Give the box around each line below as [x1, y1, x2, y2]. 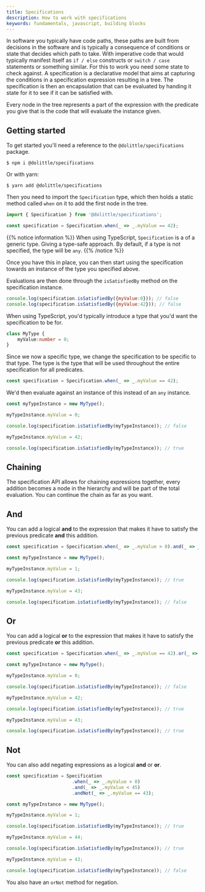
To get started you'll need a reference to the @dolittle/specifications [6, 142, 184, 149]
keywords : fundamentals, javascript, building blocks [6, 20, 146, 26]
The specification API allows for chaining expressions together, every [6, 478, 181, 486]
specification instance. [6, 283, 63, 291]
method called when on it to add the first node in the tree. [6, 200, 148, 207]
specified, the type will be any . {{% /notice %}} [6, 246, 124, 254]
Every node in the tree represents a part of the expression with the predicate [6, 101, 199, 108]
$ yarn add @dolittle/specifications [6, 183, 103, 189]
